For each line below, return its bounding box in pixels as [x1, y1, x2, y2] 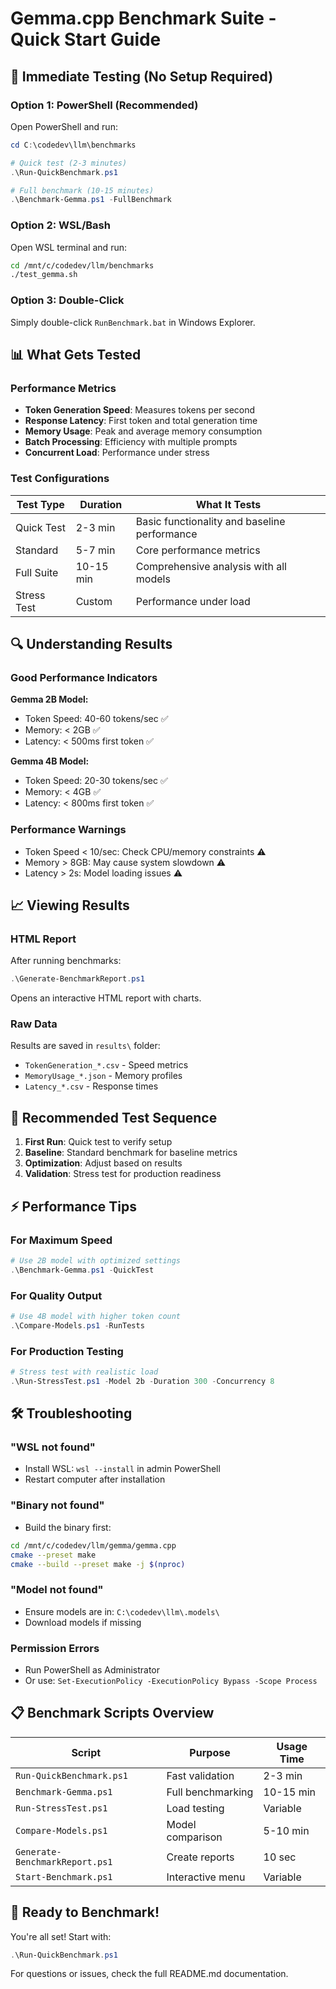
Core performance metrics [135, 543, 261, 557]
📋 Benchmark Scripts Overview [10, 1705, 215, 1722]
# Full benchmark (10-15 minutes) [10, 185, 155, 196]
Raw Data [10, 1017, 58, 1031]
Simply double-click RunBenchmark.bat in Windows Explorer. [10, 316, 256, 328]
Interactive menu [166, 1870, 246, 1884]
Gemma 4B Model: [10, 755, 90, 767]
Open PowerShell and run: [10, 120, 118, 132]
